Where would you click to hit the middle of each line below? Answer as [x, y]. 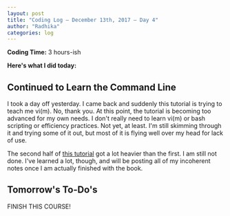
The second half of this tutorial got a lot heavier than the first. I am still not [112, 154]
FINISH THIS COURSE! [39, 206]
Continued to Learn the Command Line [92, 87]
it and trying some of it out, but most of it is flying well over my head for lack [115, 133]
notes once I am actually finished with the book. [75, 169]
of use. [17, 140]
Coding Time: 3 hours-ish [44, 52]
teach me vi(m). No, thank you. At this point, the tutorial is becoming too [109, 111]
